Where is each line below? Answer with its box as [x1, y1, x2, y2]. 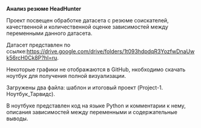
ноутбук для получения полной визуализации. [6, 72, 126, 79]
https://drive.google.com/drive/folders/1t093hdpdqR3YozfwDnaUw [26, 48, 195, 55]
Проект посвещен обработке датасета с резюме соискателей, [6, 17, 169, 24]
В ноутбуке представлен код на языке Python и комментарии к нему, [6, 102, 186, 109]
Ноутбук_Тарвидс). [6, 91, 56, 97]
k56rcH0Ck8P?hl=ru [6, 54, 58, 61]
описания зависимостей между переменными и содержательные [6, 109, 177, 115]
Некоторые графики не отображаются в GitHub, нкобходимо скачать [6, 66, 186, 73]
